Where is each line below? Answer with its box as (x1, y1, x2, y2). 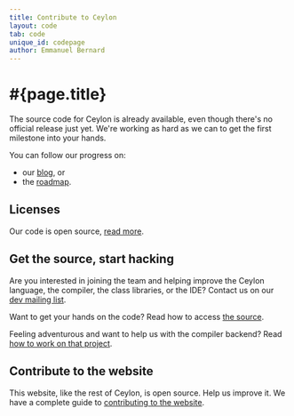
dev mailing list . (9, 294, 67, 305)
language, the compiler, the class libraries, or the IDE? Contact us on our (9, 284, 274, 295)
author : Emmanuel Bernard (9, 46, 105, 55)
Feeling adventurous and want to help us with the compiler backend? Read (9, 328, 282, 339)
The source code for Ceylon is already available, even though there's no (9, 114, 274, 124)
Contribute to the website (9, 364, 154, 379)
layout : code (9, 21, 58, 30)
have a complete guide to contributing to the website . (9, 396, 205, 407)
